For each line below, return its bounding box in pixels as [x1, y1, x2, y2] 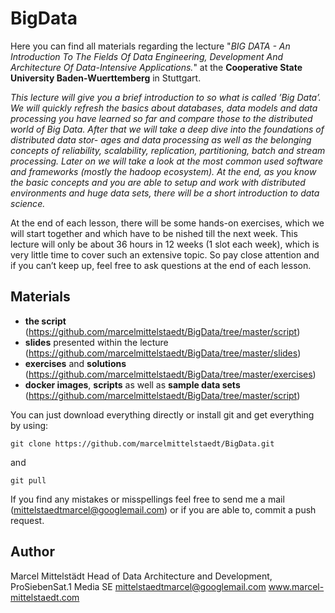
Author [10, 543, 55, 561]
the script [24, 315, 67, 327]
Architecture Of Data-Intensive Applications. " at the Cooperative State [10, 61, 303, 73]
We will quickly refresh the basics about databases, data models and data [10, 102, 318, 114]
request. [10, 514, 45, 526]
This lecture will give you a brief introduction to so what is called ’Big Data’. [10, 91, 322, 103]
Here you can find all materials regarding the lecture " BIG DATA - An [10, 40, 291, 52]
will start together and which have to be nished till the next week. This [10, 227, 298, 239]
